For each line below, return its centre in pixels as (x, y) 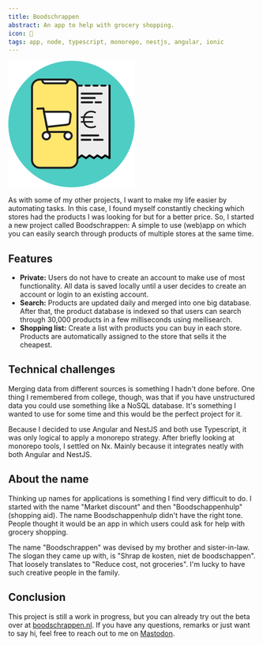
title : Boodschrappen (44, 17)
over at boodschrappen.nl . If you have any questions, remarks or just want (129, 625)
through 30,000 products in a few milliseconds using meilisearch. (126, 319)
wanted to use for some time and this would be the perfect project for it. (125, 414)
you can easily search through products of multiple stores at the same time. (131, 234)
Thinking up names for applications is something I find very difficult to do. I (130, 498)
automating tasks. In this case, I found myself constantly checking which (126, 209)
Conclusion (37, 597)
